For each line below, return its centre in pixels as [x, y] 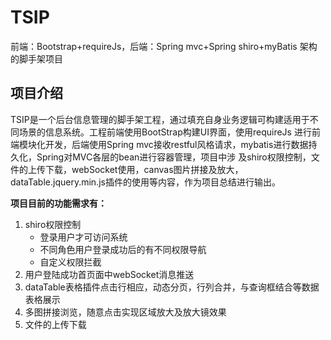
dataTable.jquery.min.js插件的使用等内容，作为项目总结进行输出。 [145, 182]
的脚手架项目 [36, 58]
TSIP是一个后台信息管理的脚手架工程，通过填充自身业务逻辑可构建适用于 [160, 119]
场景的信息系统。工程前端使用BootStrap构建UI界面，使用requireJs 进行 [165, 132]
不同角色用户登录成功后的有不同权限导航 [123, 249]
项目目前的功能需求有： [58, 203]
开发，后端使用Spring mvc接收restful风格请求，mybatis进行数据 [176, 144]
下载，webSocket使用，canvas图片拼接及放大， [144, 169]
